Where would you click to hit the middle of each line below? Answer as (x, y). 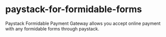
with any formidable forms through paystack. (52, 28)
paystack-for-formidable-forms (74, 9)
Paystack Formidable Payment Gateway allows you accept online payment (83, 23)
